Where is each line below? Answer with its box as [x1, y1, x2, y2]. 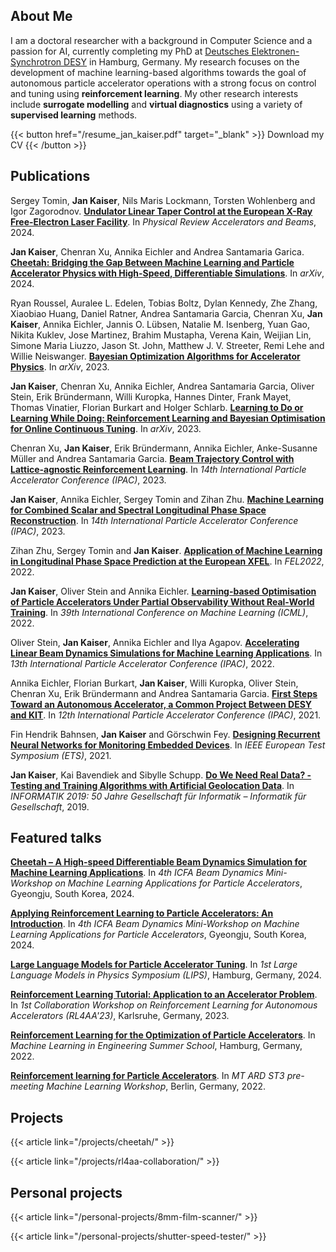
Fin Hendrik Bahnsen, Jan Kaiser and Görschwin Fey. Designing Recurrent [10, 728, 321, 740]
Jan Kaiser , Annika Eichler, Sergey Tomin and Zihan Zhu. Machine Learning [10, 493, 325, 505]
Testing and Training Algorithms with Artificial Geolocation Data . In [10, 779, 295, 791]
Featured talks [10, 830, 102, 847]
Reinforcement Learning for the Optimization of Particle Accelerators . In [10, 1029, 316, 1041]
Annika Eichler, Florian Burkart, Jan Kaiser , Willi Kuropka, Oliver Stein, [10, 677, 299, 689]
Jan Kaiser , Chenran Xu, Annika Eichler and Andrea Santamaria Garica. [10, 245, 305, 258]
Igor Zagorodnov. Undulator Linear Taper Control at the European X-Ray [10, 205, 313, 217]
